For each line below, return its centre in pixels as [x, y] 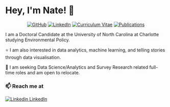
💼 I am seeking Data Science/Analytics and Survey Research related [77, 67]
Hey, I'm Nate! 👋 [40, 10]
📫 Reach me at [25, 86]
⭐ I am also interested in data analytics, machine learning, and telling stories [85, 50]
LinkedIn [38, 99]
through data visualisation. [33, 57]
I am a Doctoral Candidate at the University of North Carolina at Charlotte [82, 34]
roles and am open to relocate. [48, 72]
